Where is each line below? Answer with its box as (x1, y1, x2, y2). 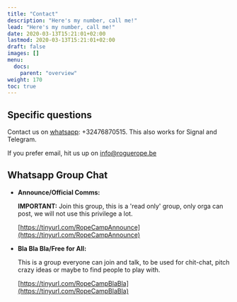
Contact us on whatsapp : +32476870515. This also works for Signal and (7, 128, 217, 137)
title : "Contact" (7, 10, 59, 18)
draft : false (7, 43, 46, 50)
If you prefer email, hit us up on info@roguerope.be (7, 149, 157, 158)
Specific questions (7, 109, 92, 121)
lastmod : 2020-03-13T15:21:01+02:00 (7, 37, 115, 44)
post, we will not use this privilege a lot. (17, 209, 133, 218)
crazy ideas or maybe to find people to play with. (17, 265, 161, 274)
